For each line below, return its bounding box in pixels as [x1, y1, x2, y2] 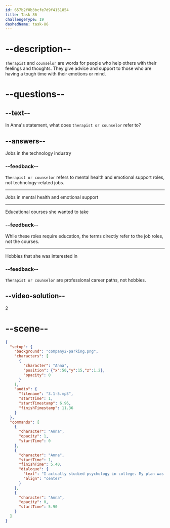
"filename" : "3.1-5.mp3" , [18, 391, 73, 396]
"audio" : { [14, 387, 37, 392]
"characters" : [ [14, 354, 49, 359]
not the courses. [5, 238, 39, 245]
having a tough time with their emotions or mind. [5, 71, 106, 77]
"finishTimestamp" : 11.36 [18, 405, 73, 411]
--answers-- [5, 137, 46, 145]
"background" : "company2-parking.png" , [14, 349, 99, 354]
